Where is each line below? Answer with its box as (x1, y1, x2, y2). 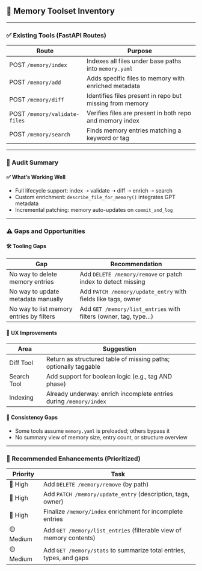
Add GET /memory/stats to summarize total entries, (43, 546, 186, 554)
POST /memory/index (9, 61, 67, 69)
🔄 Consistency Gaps (6, 414, 58, 421)
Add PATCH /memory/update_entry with (79, 287, 187, 296)
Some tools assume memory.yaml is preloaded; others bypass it (14, 427, 170, 435)
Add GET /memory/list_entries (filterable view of (43, 526, 182, 534)
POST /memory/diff (9, 95, 64, 104)
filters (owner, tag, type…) (79, 312, 153, 321)
